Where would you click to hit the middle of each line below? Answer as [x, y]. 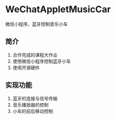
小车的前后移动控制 [33, 111]
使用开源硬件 [26, 68]
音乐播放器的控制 [31, 105]
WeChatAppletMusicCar [58, 9]
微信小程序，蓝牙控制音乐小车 [36, 24]
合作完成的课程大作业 [35, 55]
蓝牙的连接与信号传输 [35, 98]
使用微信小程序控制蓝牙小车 [42, 61]
